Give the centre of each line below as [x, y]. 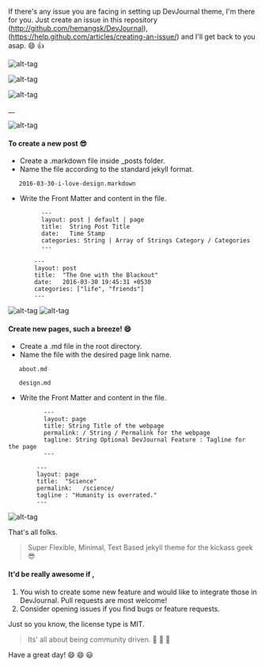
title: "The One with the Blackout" [96, 275]
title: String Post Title [85, 227]
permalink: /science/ [76, 489]
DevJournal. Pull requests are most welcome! [93, 600]
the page [23, 447]
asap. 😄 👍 [26, 45]
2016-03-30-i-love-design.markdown [77, 184]
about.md [33, 370]
